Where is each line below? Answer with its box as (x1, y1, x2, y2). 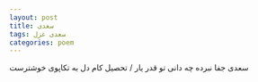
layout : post (9, 12, 58, 22)
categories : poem (9, 37, 75, 47)
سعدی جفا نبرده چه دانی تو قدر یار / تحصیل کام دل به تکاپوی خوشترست (9, 62, 249, 73)
